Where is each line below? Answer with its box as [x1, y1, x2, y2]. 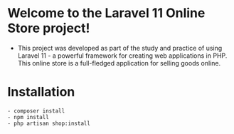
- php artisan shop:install [7, 120, 91, 127]
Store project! [7, 20, 90, 36]
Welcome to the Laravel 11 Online [7, 5, 206, 21]
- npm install [7, 113, 50, 120]
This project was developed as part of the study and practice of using [17, 43, 223, 52]
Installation [7, 84, 75, 100]
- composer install [7, 107, 65, 115]
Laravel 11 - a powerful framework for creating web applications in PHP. [17, 51, 228, 60]
